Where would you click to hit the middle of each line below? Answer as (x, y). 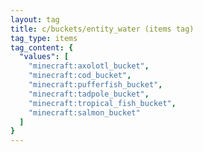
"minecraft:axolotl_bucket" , (89, 66)
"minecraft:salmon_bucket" (84, 112)
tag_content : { (42, 47)
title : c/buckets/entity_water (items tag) (102, 29)
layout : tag (35, 19)
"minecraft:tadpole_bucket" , (89, 94)
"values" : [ (44, 57)
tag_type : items (44, 38)
